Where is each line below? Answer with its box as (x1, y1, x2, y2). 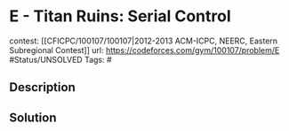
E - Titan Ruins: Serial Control (9, 6, 231, 27)
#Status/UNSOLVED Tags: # (9, 54, 113, 65)
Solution (9, 110, 57, 125)
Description (9, 80, 76, 95)
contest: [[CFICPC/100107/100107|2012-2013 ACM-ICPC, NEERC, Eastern (9, 35, 278, 46)
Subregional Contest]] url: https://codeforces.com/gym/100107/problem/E (9, 44, 280, 55)
